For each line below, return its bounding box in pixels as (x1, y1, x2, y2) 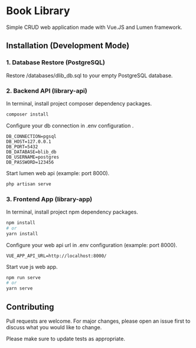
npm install (6, 219, 35, 225)
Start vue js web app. (6, 263, 58, 270)
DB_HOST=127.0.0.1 (6, 139, 51, 145)
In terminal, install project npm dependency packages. (6, 208, 139, 215)
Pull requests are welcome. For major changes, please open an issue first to (6, 317, 191, 325)
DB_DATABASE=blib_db (6, 149, 57, 155)
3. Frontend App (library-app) (6, 195, 93, 203)
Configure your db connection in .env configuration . (6, 122, 134, 129)
